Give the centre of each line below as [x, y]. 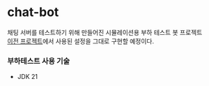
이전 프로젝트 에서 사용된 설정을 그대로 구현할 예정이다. [81, 41]
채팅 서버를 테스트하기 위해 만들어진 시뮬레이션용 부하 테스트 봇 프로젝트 [105, 32]
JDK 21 [28, 77]
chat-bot [33, 12]
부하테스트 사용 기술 [39, 61]
